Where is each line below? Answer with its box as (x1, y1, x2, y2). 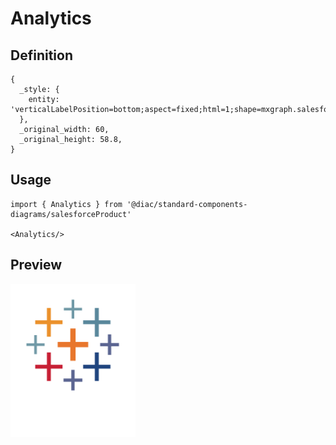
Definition (10, 47, 73, 64)
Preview (10, 257, 63, 274)
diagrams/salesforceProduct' (10, 209, 132, 219)
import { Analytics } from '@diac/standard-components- (10, 199, 248, 209)
